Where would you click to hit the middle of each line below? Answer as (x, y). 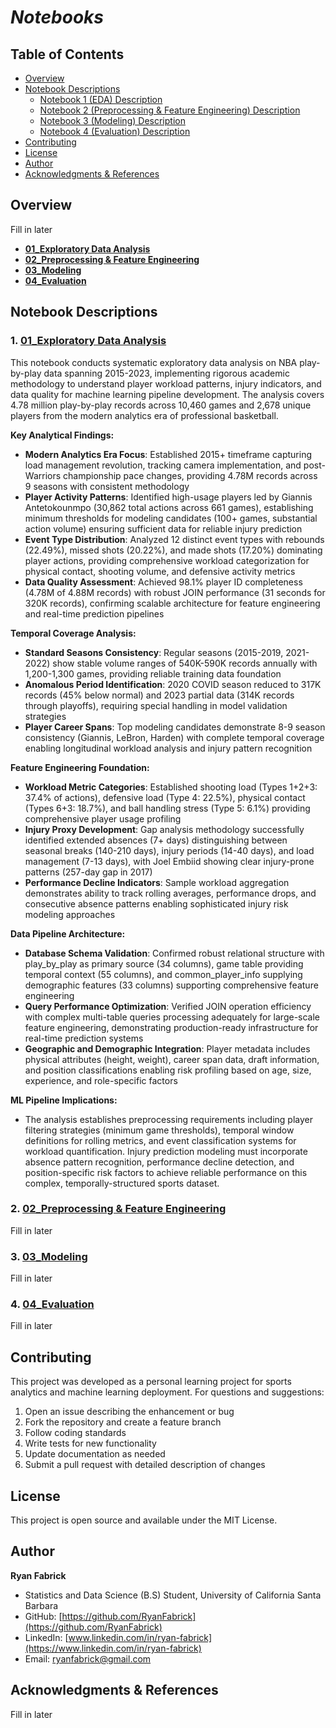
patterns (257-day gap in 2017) (88, 872)
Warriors (43, 475)
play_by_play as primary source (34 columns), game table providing (164, 963)
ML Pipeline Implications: (64, 1100)
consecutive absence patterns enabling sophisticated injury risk (156, 903)
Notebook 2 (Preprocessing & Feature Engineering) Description (170, 110)
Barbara (41, 1605)
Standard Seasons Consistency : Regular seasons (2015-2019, (154, 652)
